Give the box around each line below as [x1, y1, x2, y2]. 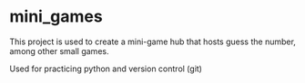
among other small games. [9, 45, 109, 56]
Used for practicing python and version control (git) [9, 63, 203, 74]
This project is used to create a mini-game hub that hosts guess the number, [9, 36, 296, 47]
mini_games [9, 6, 103, 27]
